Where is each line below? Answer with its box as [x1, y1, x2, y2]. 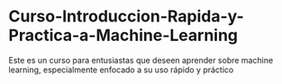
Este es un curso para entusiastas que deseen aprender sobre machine [8, 55, 274, 65]
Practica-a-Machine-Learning [8, 25, 239, 46]
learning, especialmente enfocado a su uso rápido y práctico [8, 64, 234, 75]
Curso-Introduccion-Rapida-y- [8, 6, 244, 27]
